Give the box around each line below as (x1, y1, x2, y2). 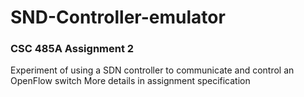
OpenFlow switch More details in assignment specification (10, 75, 251, 87)
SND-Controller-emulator (10, 6, 226, 29)
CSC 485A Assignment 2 (10, 42, 135, 56)
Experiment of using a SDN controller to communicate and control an (10, 64, 295, 76)
